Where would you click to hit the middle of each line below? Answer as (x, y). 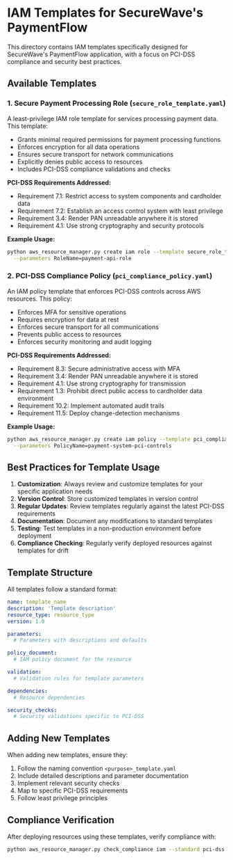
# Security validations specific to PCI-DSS (79, 717)
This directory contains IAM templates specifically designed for (98, 47)
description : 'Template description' (62, 608)
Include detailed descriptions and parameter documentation (103, 776)
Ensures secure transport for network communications (95, 154)
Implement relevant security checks (68, 783)
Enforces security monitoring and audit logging (84, 342)
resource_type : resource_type (51, 615)
